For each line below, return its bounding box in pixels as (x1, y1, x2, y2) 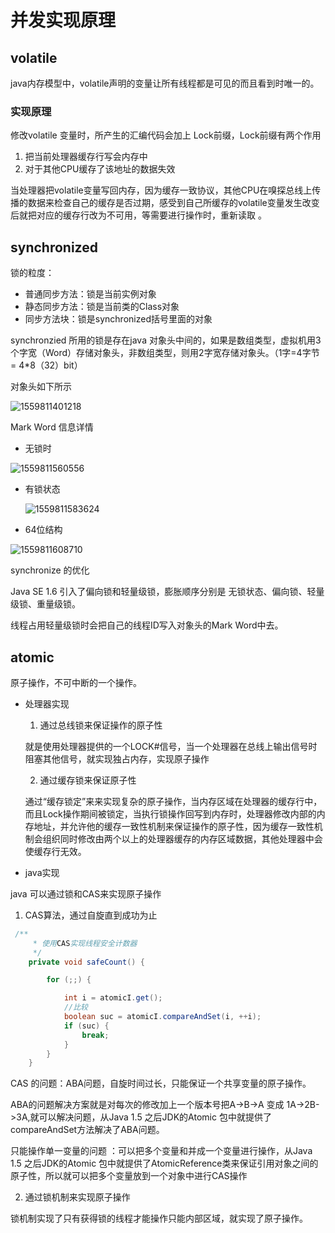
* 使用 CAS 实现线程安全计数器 (32, 938, 138, 948)
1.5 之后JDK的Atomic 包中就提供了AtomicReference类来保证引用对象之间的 (10, 1157, 319, 1170)
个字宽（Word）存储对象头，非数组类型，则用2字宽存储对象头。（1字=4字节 (10, 347, 320, 359)
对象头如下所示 (10, 381, 72, 393)
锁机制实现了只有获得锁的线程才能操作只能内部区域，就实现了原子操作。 (10, 1212, 308, 1225)
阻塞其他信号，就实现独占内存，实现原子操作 (24, 752, 210, 765)
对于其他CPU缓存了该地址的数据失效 (24, 163, 176, 175)
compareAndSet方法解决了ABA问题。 (10, 1124, 165, 1136)
